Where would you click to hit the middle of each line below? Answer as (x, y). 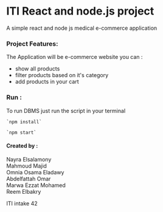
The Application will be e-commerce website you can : (75, 57)
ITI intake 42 (22, 203)
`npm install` (24, 122)
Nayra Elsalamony (29, 159)
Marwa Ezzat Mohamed (36, 185)
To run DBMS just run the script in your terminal (66, 111)
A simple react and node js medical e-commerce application (82, 28)
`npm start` (21, 132)
